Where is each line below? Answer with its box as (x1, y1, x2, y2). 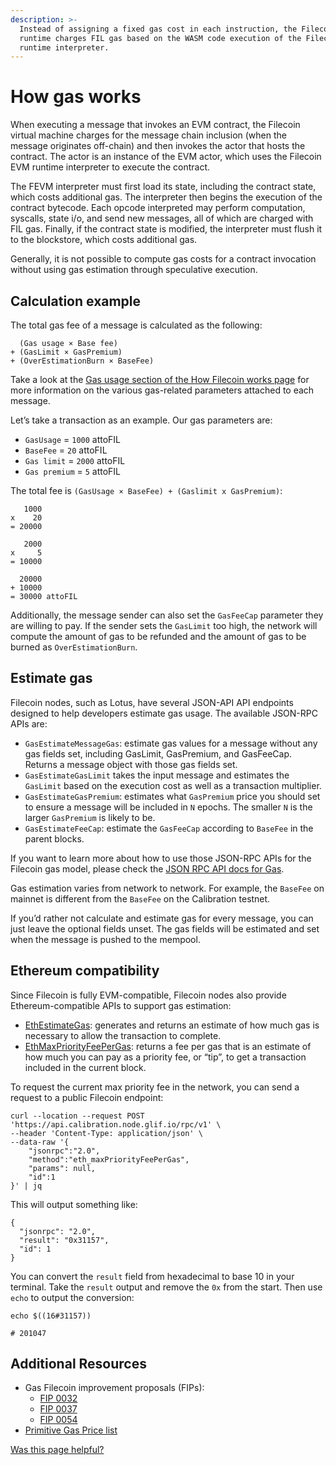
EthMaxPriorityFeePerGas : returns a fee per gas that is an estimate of (24, 1040, 312, 1052)
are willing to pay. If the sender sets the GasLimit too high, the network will (10, 620, 318, 631)
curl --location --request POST (10, 1111, 145, 1121)
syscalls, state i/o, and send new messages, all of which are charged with (10, 212, 314, 225)
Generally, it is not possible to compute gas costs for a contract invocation (10, 253, 317, 265)
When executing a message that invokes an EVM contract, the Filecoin (10, 119, 301, 131)
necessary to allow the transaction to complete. (24, 1029, 222, 1041)
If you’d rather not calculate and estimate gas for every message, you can (10, 912, 314, 924)
